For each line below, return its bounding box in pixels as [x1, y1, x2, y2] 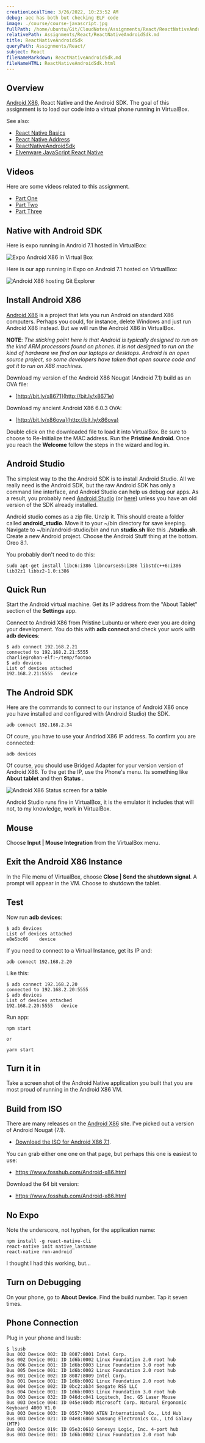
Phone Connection [6, 1317, 79, 1329]
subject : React [6, 49, 45, 55]
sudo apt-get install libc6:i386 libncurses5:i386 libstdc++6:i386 [6, 563, 182, 569]
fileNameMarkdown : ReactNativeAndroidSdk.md [6, 54, 121, 61]
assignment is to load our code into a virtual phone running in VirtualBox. [6, 105, 189, 113]
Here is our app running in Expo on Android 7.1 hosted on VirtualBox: [6, 265, 178, 272]
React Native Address [15, 136, 70, 143]
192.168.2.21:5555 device [6, 671, 78, 677]
